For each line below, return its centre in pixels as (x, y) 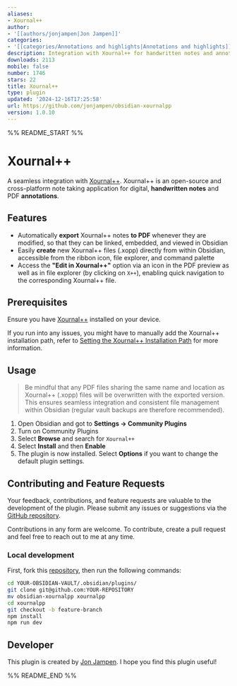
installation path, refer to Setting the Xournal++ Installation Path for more (113, 341)
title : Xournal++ (33, 86)
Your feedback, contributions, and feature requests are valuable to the (109, 500)
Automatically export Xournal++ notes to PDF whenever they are (112, 235)
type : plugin (26, 93)
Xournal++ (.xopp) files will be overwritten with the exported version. (124, 395)
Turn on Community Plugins (58, 431)
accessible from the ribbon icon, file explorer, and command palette (116, 257)
